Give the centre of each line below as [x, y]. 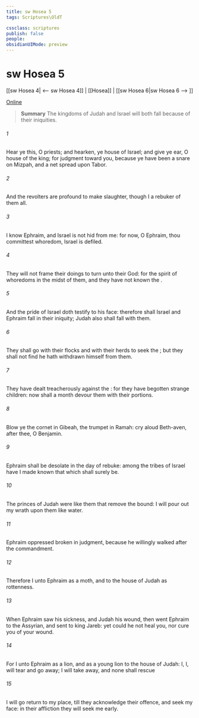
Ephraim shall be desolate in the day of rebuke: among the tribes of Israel [96, 466]
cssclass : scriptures [33, 28]
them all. [17, 203]
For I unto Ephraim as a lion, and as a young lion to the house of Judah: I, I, [97, 664]
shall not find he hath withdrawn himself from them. [69, 357]
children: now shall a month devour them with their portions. [80, 395]
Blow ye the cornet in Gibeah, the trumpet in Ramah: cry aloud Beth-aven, [97, 427]
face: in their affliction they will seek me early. [62, 708]
